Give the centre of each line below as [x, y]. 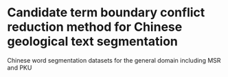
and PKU [20, 67]
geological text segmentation [93, 42]
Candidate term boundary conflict [106, 13]
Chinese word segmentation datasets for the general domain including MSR [114, 60]
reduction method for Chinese [95, 27]
